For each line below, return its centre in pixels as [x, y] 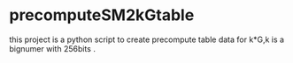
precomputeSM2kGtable [102, 15]
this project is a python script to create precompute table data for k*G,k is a [147, 39]
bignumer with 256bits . [52, 48]
